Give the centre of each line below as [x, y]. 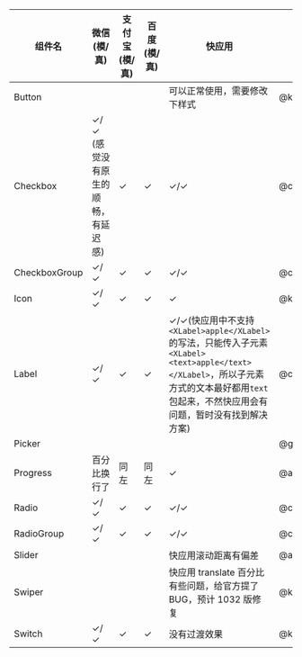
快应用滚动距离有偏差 [213, 555]
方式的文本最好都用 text [218, 388]
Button [28, 97]
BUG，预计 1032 [204, 599]
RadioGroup [39, 533]
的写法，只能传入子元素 [218, 343]
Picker [27, 443]
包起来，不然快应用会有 [218, 401]
